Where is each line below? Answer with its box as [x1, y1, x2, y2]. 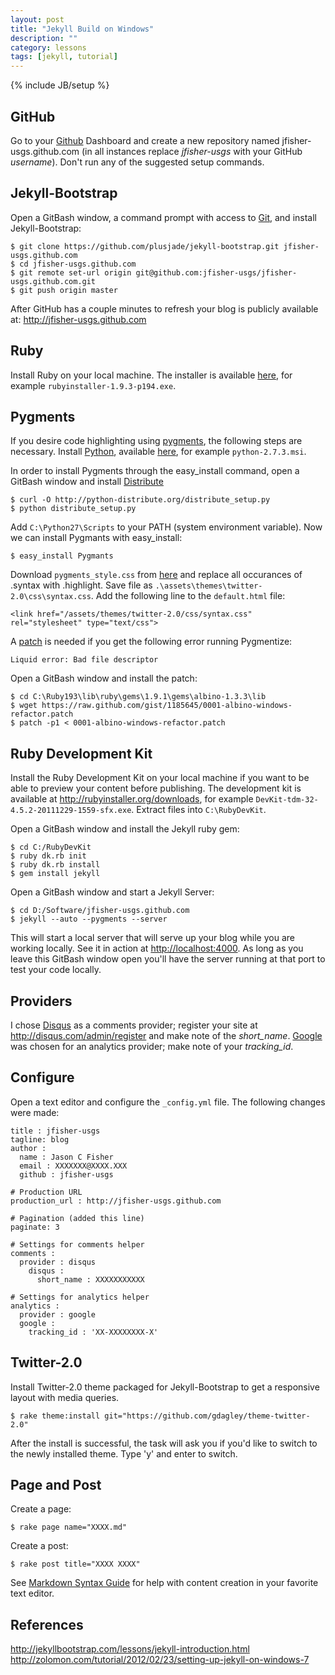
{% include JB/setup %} [10, 79, 110, 91]
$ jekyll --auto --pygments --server [10, 914, 168, 925]
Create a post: [10, 1540, 69, 1552]
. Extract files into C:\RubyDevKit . [131, 804, 267, 816]
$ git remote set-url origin [10, 267, 132, 278]
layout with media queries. [10, 1391, 120, 1403]
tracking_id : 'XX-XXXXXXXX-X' [28, 1327, 159, 1337]
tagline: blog [10, 1134, 70, 1145]
